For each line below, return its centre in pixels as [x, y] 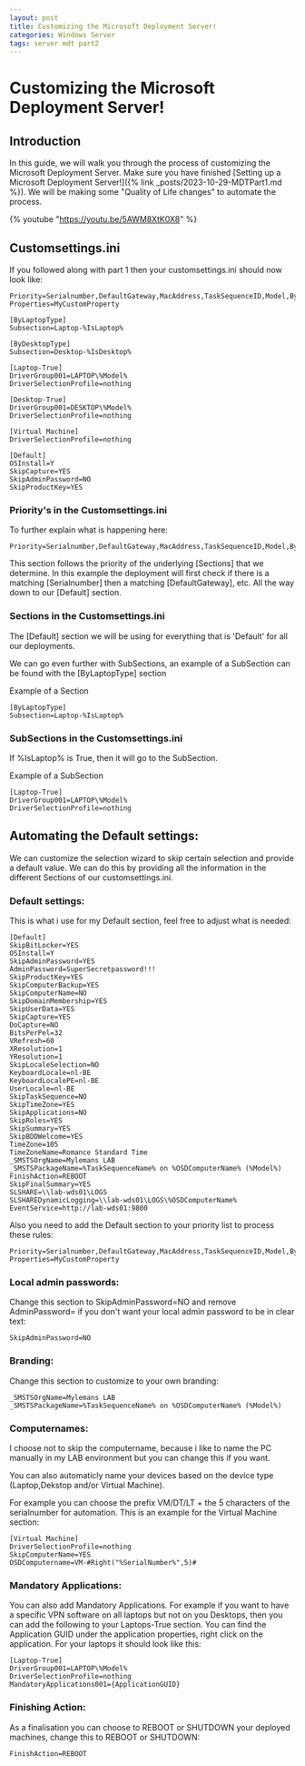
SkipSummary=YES [40, 1129]
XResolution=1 [36, 1049]
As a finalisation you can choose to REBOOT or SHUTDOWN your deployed [150, 1727]
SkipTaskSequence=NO [49, 1097]
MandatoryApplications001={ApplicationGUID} [95, 1685]
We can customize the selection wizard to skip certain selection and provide [152, 858]
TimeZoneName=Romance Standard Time [79, 1152]
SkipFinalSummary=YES [50, 1184]
